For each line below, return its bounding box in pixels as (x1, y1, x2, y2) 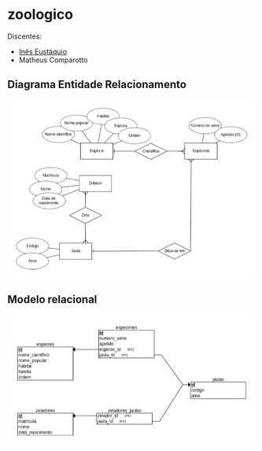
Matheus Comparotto (18, 55, 88, 65)
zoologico (7, 6, 74, 24)
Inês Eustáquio (18, 46, 68, 56)
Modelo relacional (7, 293, 98, 306)
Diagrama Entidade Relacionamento (7, 78, 186, 91)
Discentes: (7, 31, 42, 41)
